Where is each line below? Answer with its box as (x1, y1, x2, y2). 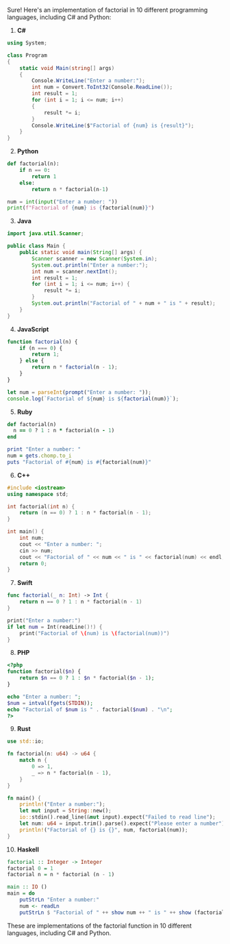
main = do (7, 890, 36, 897)
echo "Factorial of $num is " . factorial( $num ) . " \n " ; (7, 706, 173, 713)
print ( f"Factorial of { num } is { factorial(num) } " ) (7, 205, 155, 212)
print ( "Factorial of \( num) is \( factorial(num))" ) (19, 630, 170, 636)
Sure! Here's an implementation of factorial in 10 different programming (7, 6, 208, 14)
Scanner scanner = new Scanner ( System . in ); (31, 255, 157, 262)
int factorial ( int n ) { (7, 503, 75, 510)
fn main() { (7, 795, 41, 802)
